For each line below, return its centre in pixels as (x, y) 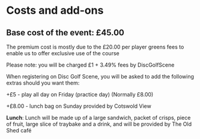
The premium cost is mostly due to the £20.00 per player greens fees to (95, 47)
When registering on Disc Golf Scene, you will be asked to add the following (100, 76)
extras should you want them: (43, 83)
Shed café (19, 130)
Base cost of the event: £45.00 (65, 33)
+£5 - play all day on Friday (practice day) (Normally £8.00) (80, 94)
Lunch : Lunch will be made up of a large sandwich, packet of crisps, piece (98, 118)
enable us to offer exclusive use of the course (63, 53)
